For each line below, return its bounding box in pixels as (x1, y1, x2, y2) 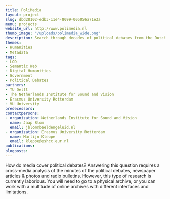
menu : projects (5, 21, 37, 27)
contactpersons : (5, 111, 39, 116)
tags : (5, 54, 17, 60)
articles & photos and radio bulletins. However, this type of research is (5, 173, 152, 179)
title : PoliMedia (5, 7, 42, 13)
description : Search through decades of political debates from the (5, 36, 153, 41)
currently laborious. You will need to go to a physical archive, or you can (5, 178, 156, 184)
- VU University (5, 102, 39, 107)
